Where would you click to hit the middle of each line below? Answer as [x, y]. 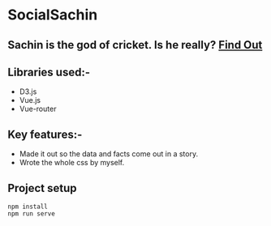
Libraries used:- [49, 72]
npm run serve [32, 214]
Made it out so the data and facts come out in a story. [109, 154]
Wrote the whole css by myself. [72, 163]
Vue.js [30, 100]
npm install [28, 207]
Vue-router [38, 109]
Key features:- [45, 134]
